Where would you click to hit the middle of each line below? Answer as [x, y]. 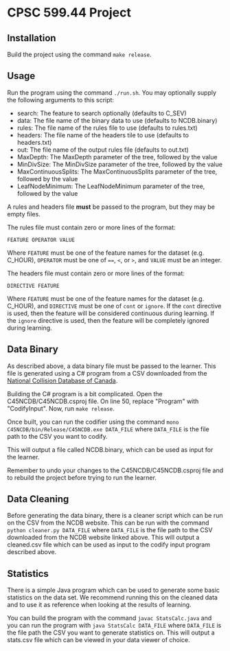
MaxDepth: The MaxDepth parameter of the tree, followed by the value [117, 157]
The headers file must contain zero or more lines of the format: [96, 273]
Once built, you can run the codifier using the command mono [93, 422]
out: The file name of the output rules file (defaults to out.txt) [103, 150]
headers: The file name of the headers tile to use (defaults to [103, 135]
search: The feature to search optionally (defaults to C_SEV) [102, 113]
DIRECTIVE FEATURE [33, 286]
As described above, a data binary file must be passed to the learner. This [112, 366]
